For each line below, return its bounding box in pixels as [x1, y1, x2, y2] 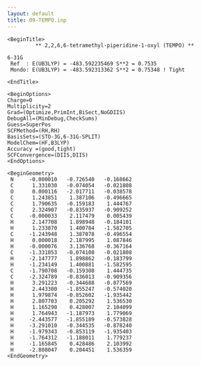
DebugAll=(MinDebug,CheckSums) [7, 115, 98, 122]
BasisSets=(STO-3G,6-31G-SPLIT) [7, 133, 101, 140]
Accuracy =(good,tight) [7, 145, 77, 152]
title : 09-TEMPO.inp [7, 17, 67, 24]
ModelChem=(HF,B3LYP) [7, 139, 70, 146]
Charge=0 [7, 97, 33, 104]
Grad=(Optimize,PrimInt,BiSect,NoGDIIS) [7, 109, 127, 116]
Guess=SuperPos [7, 121, 51, 128]
